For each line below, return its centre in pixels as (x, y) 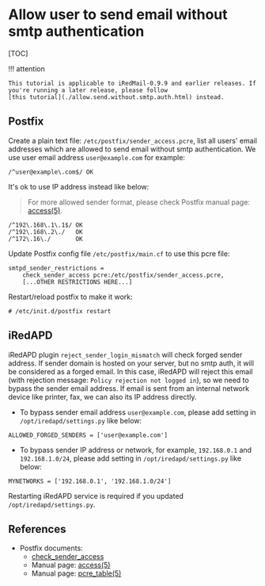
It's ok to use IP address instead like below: (79, 186)
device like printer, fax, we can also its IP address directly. (102, 396)
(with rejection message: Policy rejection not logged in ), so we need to (129, 380)
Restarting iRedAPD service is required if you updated (96, 496)
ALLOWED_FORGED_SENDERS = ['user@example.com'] (88, 435)
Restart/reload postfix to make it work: (70, 297)
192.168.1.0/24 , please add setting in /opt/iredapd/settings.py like (131, 458)
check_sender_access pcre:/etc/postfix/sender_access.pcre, (123, 275)
